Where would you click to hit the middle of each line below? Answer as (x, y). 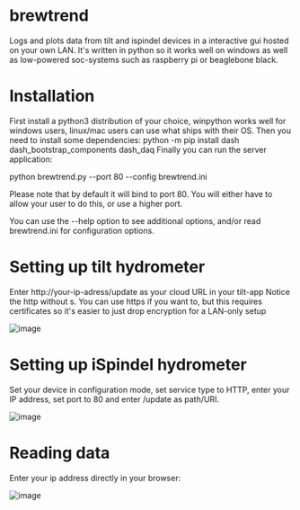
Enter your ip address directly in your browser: (95, 478)
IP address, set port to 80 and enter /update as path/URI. (115, 399)
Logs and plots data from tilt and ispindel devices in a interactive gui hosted (149, 40)
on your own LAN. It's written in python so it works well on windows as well (149, 49)
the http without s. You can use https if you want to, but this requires (136, 301)
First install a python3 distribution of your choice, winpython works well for (148, 121)
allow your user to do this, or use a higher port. (96, 203)
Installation (52, 96)
